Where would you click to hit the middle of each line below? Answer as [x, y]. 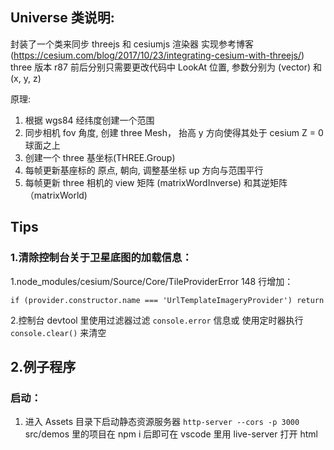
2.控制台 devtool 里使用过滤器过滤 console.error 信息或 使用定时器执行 [157, 320]
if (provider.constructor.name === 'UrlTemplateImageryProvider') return [167, 300]
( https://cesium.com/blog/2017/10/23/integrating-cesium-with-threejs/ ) [157, 55]
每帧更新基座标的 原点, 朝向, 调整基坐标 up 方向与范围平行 [144, 170]
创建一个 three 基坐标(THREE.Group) [100, 157]
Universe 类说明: [62, 18]
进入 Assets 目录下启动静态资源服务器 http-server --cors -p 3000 [162, 422]
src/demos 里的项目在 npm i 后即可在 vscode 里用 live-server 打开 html [171, 434]
